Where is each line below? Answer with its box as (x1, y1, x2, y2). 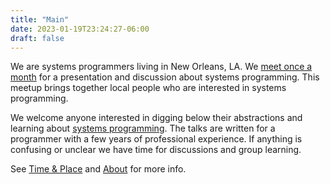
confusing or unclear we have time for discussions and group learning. (10, 144, 302, 156)
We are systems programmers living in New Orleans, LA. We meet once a (10, 61, 313, 73)
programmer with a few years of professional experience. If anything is (10, 133, 303, 145)
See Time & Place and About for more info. (10, 163, 187, 175)
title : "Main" (10, 14, 70, 25)
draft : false (10, 33, 65, 43)
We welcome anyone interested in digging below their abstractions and (10, 112, 303, 124)
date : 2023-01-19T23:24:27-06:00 (10, 24, 150, 34)
